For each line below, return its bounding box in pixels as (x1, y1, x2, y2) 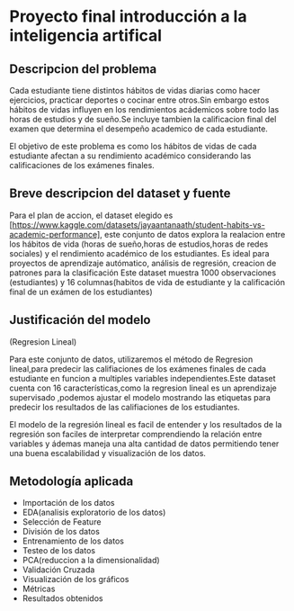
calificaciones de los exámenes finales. (9, 160, 155, 170)
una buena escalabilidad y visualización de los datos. (9, 447, 207, 458)
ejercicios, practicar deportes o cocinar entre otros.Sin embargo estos (9, 94, 270, 105)
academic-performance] (9, 229, 101, 239)
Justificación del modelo (9, 312, 151, 328)
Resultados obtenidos (22, 593, 103, 604)
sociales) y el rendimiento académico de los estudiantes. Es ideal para (9, 247, 270, 258)
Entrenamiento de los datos (22, 535, 124, 546)
